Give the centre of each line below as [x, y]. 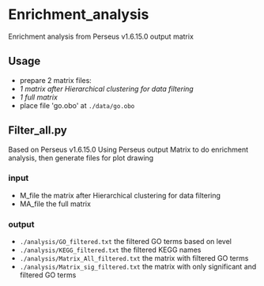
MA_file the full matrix [55, 204]
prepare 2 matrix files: [56, 80]
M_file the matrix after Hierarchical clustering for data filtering [120, 195]
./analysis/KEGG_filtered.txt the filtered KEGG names [110, 250]
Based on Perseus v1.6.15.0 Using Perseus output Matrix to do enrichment [128, 149]
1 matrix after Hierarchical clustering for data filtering [106, 88]
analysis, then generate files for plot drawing [81, 158]
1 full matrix [38, 97]
